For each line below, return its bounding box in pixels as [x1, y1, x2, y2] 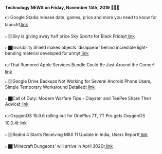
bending [5, 50, 22, 56]
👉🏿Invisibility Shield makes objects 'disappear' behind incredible [5, 44, 136, 50]
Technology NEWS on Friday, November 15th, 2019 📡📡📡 [5, 5, 120, 10]
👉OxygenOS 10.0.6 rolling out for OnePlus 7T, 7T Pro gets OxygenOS [5, 113, 145, 118]
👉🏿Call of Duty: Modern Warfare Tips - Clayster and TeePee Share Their [5, 96, 152, 101]
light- [137, 44, 147, 50]
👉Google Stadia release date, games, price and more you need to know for [5, 15, 157, 20]
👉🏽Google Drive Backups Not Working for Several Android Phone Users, [5, 78, 152, 84]
